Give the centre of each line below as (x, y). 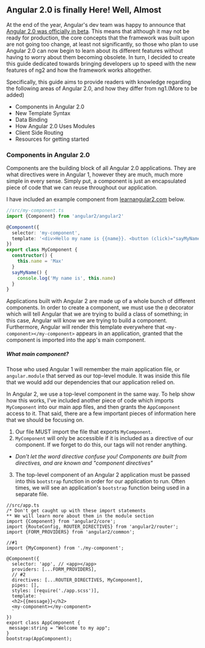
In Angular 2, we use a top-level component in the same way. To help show (101, 394)
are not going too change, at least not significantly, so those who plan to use (102, 44)
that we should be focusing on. (45, 420)
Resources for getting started (52, 139)
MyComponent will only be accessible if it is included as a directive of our (104, 438)
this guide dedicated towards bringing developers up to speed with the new (101, 63)
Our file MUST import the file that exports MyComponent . (84, 432)
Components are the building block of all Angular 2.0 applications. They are (101, 168)
